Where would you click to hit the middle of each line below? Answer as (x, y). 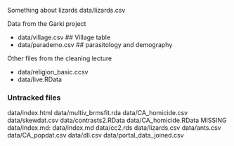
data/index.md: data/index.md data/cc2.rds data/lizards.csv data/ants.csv (114, 128)
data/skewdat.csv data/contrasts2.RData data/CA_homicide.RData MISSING (117, 120)
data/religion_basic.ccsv (53, 72)
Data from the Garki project (47, 24)
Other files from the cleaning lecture (60, 58)
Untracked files (34, 98)
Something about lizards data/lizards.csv (66, 10)
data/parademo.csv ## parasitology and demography (95, 45)
